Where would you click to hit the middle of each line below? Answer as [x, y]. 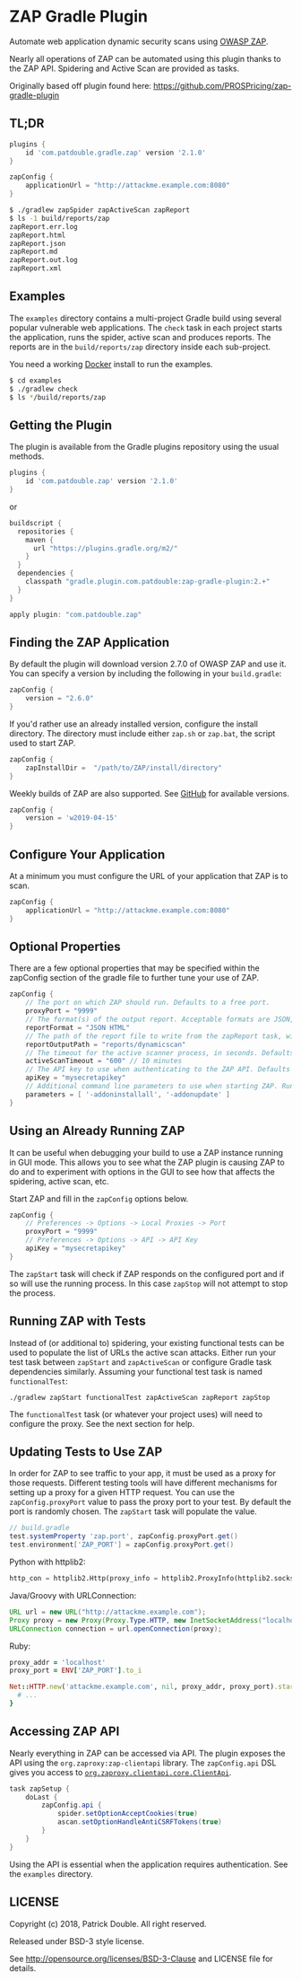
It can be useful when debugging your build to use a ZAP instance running [146, 1152]
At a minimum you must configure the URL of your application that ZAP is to [149, 876]
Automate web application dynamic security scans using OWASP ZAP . [139, 41]
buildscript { [36, 523]
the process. [32, 1293]
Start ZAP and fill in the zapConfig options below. [99, 1198]
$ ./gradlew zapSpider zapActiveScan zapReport [100, 210]
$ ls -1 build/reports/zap [60, 218]
